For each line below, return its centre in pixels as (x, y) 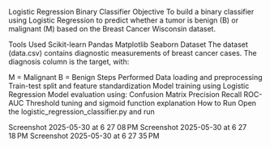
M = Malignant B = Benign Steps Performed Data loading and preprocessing (135, 77)
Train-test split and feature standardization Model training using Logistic (129, 86)
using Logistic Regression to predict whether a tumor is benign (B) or (124, 20)
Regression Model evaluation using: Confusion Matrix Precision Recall (125, 94)
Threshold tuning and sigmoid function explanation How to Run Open (141, 103)
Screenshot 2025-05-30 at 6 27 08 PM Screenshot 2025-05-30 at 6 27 (128, 127)
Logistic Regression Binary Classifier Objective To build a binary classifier (131, 12)
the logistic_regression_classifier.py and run (82, 111)
